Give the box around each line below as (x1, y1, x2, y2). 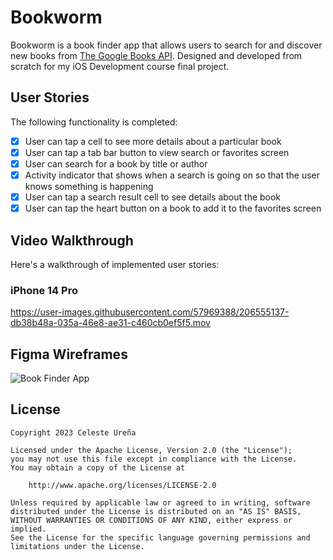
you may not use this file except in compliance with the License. (10, 454, 298, 464)
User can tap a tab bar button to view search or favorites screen (24, 146, 290, 158)
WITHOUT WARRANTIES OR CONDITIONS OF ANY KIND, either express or (10, 515, 293, 525)
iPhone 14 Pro (10, 283, 78, 297)
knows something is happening (24, 181, 154, 192)
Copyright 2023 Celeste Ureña (10, 427, 137, 438)
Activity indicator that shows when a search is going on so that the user (24, 169, 321, 181)
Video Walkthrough (10, 232, 134, 249)
